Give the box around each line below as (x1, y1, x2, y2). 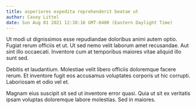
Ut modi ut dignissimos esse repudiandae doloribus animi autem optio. (6, 36, 178, 43)
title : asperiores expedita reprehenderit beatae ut (6, 8, 139, 15)
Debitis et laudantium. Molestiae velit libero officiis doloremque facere (6, 66, 176, 73)
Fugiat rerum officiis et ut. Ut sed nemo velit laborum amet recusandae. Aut (6, 42, 189, 49)
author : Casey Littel (6, 14, 60, 20)
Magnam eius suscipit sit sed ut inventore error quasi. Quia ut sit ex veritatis (6, 90, 191, 97)
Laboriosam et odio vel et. (6, 78, 70, 85)
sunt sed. (6, 54, 29, 62)
